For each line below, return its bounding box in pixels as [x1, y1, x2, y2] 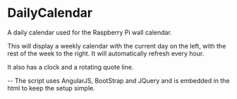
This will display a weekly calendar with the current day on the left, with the [7, 41, 226, 50]
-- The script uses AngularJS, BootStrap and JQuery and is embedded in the [7, 76, 230, 85]
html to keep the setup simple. [7, 84, 95, 92]
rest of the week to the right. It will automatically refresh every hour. [7, 49, 205, 58]
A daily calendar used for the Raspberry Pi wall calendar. [7, 28, 173, 37]
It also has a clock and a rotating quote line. [7, 62, 134, 71]
